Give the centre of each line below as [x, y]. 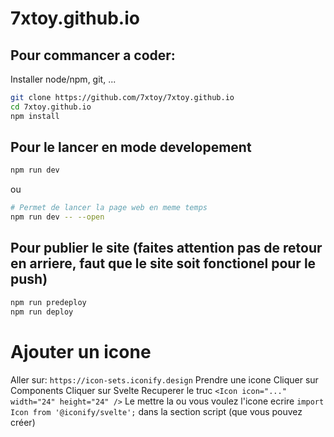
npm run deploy [42, 312]
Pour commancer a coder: [93, 55]
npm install [35, 116]
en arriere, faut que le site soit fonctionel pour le [163, 263]
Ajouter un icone [81, 351]
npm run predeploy [48, 302]
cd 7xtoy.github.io [51, 107]
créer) [23, 422]
